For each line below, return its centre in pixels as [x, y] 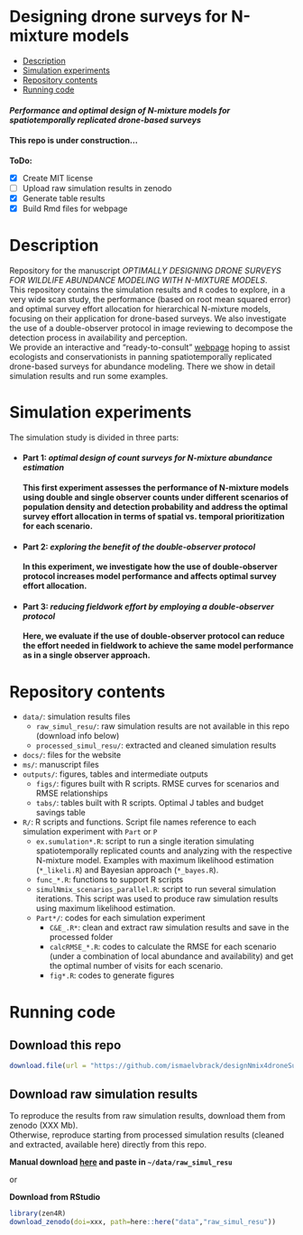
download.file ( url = [48, 1066]
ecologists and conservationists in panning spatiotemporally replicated [141, 356]
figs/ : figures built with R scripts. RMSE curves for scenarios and [157, 784]
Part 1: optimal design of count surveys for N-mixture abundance [147, 458]
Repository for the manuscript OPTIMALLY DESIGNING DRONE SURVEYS [146, 270]
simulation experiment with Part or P [90, 832]
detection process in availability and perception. [98, 337]
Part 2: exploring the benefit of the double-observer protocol [138, 547]
